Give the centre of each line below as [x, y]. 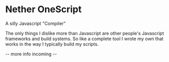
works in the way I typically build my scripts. [52, 44]
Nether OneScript [44, 9]
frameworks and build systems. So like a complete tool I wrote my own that [84, 39]
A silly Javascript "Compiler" [36, 23]
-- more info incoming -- [31, 54]
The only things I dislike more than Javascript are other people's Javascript [85, 33]
